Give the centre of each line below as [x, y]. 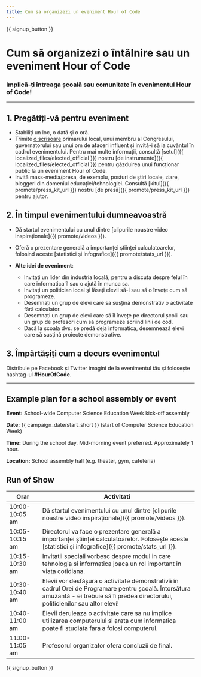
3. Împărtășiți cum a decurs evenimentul [83, 354]
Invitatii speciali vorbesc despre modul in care [107, 556]
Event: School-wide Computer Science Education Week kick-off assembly [98, 413]
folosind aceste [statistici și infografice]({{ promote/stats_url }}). [94, 254]
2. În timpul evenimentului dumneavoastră [87, 215]
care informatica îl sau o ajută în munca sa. [77, 283]
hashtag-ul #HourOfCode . [39, 374]
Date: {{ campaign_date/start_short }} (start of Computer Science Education [100, 425]
